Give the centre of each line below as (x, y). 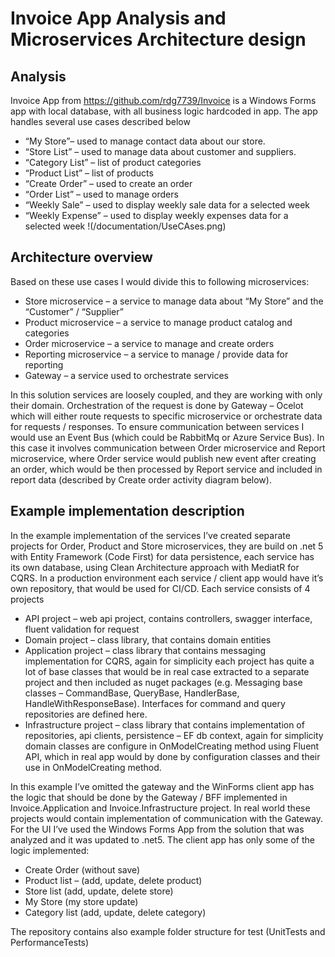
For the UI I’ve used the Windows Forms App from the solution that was (157, 829)
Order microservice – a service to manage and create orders (149, 343)
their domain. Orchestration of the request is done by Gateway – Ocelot (157, 405)
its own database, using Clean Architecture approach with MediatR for (155, 567)
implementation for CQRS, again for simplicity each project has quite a (169, 661)
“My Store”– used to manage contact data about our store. (145, 141)
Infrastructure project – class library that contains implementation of (164, 724)
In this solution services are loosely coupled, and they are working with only (166, 394)
